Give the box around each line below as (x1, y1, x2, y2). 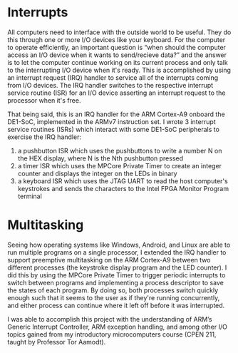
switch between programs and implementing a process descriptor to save (7, 278, 224, 287)
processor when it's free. (7, 96, 81, 104)
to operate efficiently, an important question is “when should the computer (7, 43, 227, 51)
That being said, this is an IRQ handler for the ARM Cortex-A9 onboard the (7, 110, 226, 118)
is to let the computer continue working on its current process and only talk (7, 58, 228, 66)
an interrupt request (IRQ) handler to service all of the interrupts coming (7, 73, 219, 82)
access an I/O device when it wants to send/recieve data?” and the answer (7, 51, 227, 59)
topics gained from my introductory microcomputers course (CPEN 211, (7, 329, 217, 339)
